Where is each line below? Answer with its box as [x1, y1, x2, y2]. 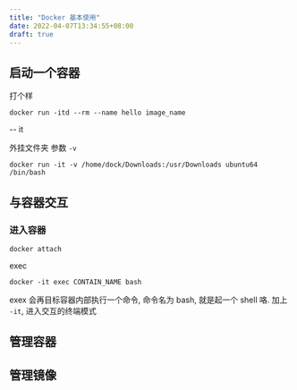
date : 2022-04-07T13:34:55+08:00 [9, 21, 134, 30]
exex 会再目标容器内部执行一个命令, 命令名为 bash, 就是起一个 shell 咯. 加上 [9, 294, 288, 305]
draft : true [9, 30, 54, 38]
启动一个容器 [9, 64, 81, 81]
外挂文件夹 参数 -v [9, 142, 78, 153]
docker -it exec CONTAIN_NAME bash [9, 277, 142, 286]
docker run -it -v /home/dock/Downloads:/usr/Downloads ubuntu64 [9, 160, 258, 170]
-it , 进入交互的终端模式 [9, 305, 97, 316]
